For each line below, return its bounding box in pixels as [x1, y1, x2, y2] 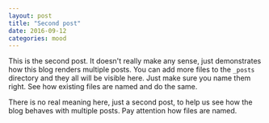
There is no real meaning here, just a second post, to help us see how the [8, 97, 253, 107]
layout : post [8, 11, 53, 20]
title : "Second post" [8, 19, 82, 27]
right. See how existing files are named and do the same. [8, 82, 198, 92]
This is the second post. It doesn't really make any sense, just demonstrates [8, 56, 262, 66]
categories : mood [8, 34, 67, 43]
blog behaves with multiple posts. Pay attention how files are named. [8, 106, 237, 116]
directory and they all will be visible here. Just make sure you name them [8, 73, 251, 83]
